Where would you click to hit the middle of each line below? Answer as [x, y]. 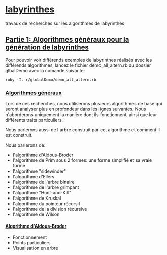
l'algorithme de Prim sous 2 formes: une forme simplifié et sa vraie [82, 160]
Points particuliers [31, 243]
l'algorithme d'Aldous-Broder [43, 155]
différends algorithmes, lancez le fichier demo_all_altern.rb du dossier [78, 65]
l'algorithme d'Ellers [34, 177]
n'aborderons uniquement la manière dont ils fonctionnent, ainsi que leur [81, 115]
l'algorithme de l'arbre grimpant [46, 187]
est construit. [19, 135]
